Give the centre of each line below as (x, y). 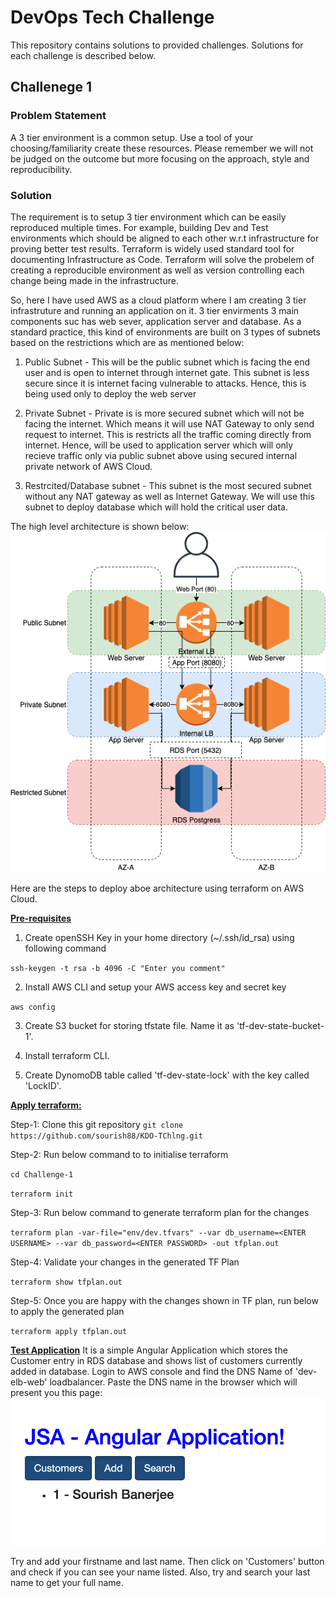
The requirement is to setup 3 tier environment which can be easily (148, 217)
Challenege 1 (51, 87)
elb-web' (29, 1382)
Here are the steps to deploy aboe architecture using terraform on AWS (157, 888)
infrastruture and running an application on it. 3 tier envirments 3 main (155, 310)
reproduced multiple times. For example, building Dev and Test (139, 227)
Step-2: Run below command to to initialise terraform (119, 1155)
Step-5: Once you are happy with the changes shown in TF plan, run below (164, 1301)
